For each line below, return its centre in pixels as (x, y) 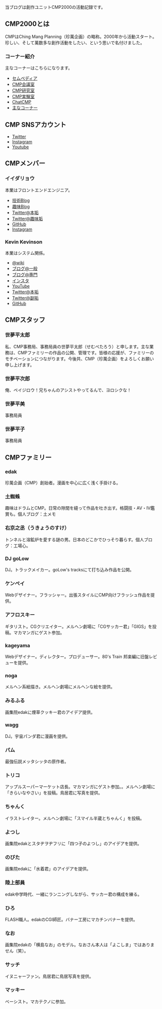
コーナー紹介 (20, 56)
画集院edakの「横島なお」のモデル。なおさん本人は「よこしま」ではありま (80, 945)
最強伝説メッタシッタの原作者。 (37, 761)
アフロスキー (20, 615)
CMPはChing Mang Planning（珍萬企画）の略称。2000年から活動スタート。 (81, 36)
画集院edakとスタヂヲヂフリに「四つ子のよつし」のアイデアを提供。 (73, 844)
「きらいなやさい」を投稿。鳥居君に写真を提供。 (54, 793)
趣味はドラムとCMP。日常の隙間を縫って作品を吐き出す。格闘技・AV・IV (78, 508)
